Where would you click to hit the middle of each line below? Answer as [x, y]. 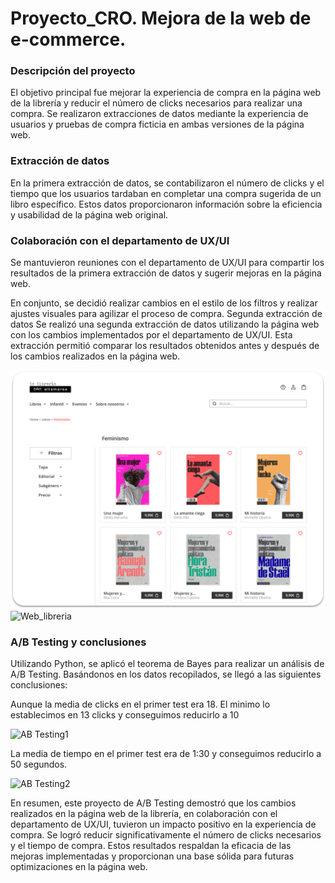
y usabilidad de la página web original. [89, 214]
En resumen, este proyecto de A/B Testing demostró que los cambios [153, 803]
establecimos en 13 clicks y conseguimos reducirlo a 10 [125, 715]
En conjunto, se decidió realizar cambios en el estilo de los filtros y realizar [164, 303]
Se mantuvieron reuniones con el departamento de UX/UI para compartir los [167, 263]
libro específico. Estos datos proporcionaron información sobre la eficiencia [166, 204]
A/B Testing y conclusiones [78, 642]
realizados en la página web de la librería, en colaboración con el [144, 814]
